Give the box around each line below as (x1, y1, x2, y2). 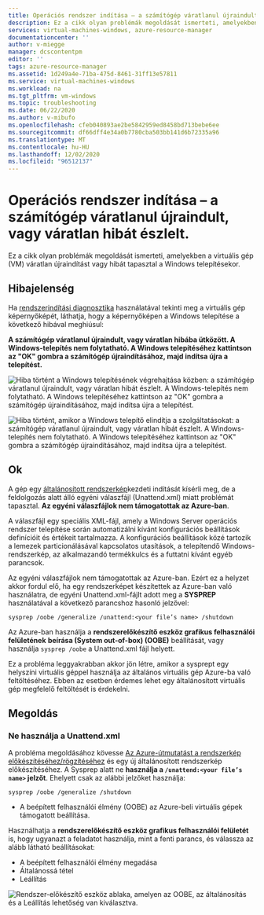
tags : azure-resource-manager (8, 63, 108, 71)
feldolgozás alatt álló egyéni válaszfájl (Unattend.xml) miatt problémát (8, 492, 234, 502)
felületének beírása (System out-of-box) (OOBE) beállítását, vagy (8, 635, 224, 645)
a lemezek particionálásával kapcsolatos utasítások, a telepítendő (8, 541, 220, 550)
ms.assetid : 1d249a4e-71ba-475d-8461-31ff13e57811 (8, 70, 178, 78)
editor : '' (8, 56, 44, 64)
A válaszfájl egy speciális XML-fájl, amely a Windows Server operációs (8, 516, 237, 525)
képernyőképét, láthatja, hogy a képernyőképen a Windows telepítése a (8, 311, 240, 321)
